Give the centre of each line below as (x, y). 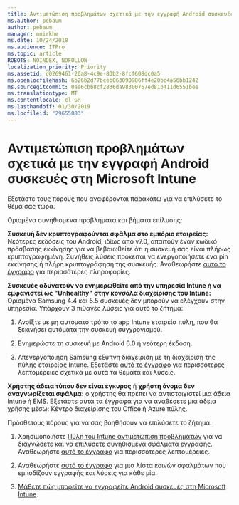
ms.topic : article (34, 54)
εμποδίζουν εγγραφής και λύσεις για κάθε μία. (87, 473)
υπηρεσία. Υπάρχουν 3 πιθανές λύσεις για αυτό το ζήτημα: (95, 308)
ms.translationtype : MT (43, 93)
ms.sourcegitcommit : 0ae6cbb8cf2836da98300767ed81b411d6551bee (103, 87)
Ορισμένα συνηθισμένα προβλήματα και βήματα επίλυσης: (95, 220)
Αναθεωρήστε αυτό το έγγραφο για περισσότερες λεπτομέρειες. (113, 451)
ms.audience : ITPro (36, 47)
